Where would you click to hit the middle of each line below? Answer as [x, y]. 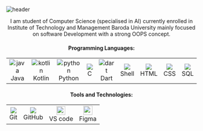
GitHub [33, 117]
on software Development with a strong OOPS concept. [101, 34]
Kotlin [41, 78]
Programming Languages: [101, 48]
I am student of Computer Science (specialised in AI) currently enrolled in [101, 21]
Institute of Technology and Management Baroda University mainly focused [101, 28]
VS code [61, 118]
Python [69, 78]
